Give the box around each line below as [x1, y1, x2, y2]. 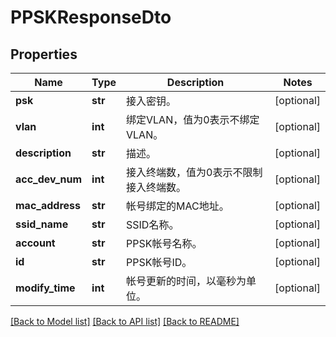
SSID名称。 [126, 218, 180, 231]
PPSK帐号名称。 [126, 237, 203, 250]
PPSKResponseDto [10, 6, 172, 29]
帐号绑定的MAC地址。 [126, 199, 230, 213]
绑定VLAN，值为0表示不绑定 [126, 113, 260, 126]
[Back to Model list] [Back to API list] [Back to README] [10, 316, 240, 327]
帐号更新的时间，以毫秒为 [126, 274, 247, 288]
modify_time [15, 281, 76, 295]
